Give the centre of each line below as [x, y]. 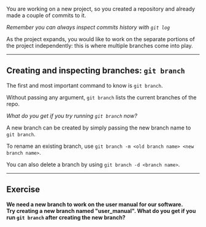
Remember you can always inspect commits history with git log [88, 27]
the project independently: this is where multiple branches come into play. [100, 46]
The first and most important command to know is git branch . [85, 85]
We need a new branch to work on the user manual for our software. [95, 204]
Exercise [23, 190]
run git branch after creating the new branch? [66, 217]
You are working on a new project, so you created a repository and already [101, 9]
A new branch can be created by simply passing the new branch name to [99, 128]
